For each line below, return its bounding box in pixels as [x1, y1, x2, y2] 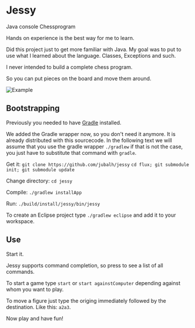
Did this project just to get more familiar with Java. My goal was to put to [6, 45, 181, 53]
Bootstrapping [6, 104, 60, 114]
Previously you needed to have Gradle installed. [6, 119, 122, 126]
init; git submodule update [6, 167, 75, 173]
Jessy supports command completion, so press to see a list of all [6, 261, 163, 269]
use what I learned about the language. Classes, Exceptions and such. [6, 52, 176, 59]
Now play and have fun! [6, 314, 63, 322]
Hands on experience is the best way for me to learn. [6, 34, 135, 41]
